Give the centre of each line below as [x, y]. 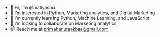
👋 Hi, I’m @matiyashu [32, 8]
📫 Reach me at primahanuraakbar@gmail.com [59, 29]
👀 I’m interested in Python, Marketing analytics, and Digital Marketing [83, 13]
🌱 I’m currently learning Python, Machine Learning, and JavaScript [80, 18]
